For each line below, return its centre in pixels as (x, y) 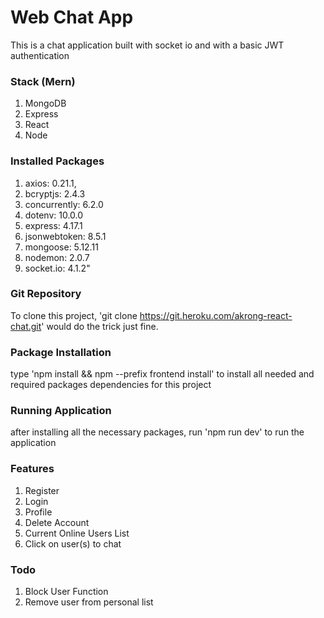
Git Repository (46, 294)
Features (32, 469)
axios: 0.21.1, (50, 183)
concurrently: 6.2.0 (64, 204)
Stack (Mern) (43, 81)
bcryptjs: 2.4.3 (55, 193)
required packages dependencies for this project (111, 385)
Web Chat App (72, 17)
